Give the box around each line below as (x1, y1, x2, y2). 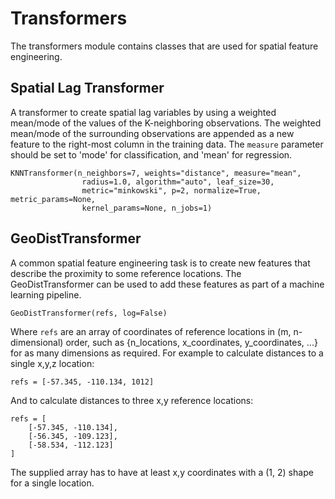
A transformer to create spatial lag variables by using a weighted (10, 106, 277, 118)
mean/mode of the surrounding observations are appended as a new (10, 127, 295, 139)
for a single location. (10, 477, 95, 489)
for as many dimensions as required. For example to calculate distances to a (10, 347, 324, 359)
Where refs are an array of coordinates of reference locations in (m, (10, 325, 292, 337)
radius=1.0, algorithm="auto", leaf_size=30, (81, 177, 275, 187)
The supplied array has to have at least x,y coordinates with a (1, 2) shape (10, 466, 314, 478)
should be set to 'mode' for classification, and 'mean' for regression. (10, 148, 293, 161)
